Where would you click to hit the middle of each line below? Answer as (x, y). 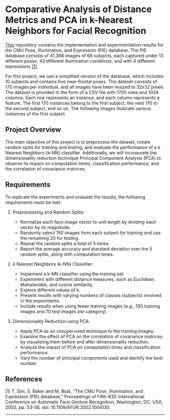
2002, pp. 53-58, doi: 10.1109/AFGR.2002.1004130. (58, 407)
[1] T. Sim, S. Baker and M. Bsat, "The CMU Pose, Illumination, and (74, 391)
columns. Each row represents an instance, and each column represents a (82, 98)
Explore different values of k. (50, 290)
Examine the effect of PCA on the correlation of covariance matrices (91, 336)
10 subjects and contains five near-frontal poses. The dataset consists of (81, 81)
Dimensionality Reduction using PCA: (51, 321)
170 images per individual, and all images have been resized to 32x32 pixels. (85, 87)
